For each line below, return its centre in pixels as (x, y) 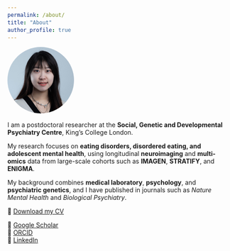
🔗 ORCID (20, 233)
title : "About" (30, 22)
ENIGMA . (21, 169)
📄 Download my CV (36, 211)
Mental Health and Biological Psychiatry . (67, 198)
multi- (207, 154)
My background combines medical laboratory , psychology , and (102, 183)
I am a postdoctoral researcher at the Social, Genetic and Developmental (115, 125)
